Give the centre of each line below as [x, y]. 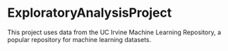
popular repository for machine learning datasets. [79, 39]
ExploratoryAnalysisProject [90, 13]
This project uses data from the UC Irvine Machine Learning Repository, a [114, 32]
